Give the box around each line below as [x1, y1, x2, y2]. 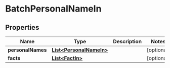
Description [113, 38, 142, 45]
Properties [5, 23, 39, 32]
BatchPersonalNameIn [5, 3, 102, 15]
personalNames [8, 46, 47, 53]
